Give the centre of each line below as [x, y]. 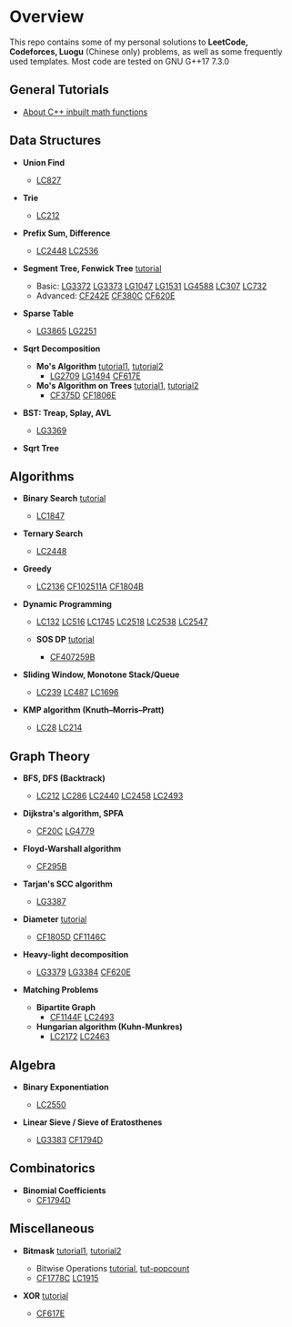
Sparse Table [48, 313]
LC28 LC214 [59, 728]
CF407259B [72, 657]
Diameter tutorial [55, 919]
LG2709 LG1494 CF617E [95, 376]
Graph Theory [50, 756]
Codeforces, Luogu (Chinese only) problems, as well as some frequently [146, 51]
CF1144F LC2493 [82, 1018]
